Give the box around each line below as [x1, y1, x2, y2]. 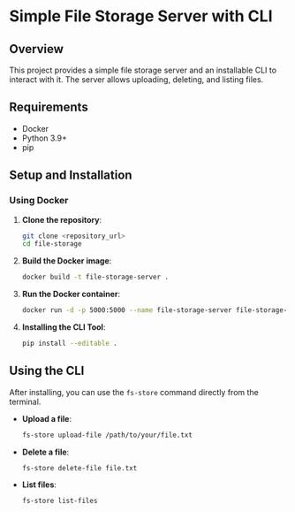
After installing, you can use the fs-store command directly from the [9, 386, 259, 397]
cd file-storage [21, 240, 82, 248]
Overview [9, 42, 64, 57]
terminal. [9, 396, 42, 407]
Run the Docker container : [21, 289, 121, 300]
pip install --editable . [21, 339, 117, 348]
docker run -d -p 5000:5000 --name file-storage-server [21, 306, 232, 315]
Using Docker [9, 195, 69, 207]
